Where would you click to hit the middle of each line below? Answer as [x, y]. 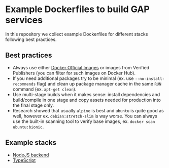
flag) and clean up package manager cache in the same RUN [99, 83]
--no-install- [150, 79]
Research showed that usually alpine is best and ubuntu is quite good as [88, 110]
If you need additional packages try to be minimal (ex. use [73, 78]
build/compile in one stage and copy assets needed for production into [87, 100]
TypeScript [24, 160]
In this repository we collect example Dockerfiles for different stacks [77, 34]
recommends [24, 84]
